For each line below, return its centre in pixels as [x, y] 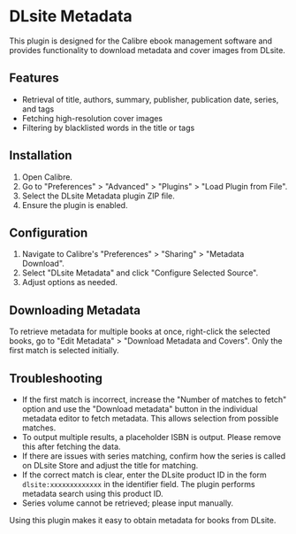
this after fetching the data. [71, 446]
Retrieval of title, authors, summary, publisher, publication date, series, [150, 99]
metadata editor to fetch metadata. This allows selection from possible [150, 418]
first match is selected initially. [64, 351]
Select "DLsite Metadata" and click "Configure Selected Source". [140, 273]
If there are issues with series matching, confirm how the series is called [154, 456]
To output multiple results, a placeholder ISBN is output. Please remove [152, 437]
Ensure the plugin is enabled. [75, 205]
